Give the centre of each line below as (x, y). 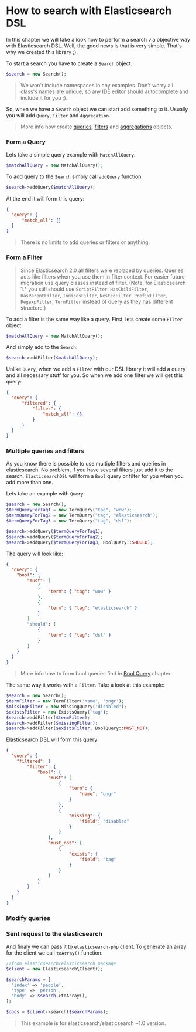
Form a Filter (24, 257)
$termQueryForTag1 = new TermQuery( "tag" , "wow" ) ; (69, 510)
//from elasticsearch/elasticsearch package (61, 963)
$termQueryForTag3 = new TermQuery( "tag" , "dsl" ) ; (69, 521)
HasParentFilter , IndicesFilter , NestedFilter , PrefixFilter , (94, 295)
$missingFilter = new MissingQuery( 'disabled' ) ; (66, 707)
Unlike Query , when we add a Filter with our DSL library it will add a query (96, 369)
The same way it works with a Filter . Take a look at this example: (85, 685)
